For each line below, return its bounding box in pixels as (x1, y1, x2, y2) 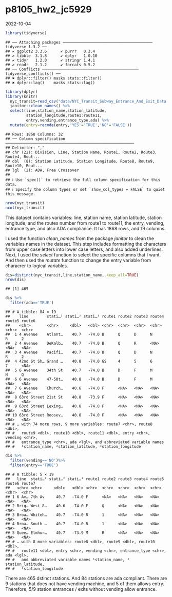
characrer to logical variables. (5, 263, 68, 269)
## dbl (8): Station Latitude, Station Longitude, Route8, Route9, (5, 158, 155, 164)
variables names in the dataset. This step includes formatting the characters (5, 241, 166, 247)
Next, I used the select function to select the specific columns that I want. (5, 251, 161, 257)
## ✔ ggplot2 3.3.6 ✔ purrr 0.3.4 (5, 49, 95, 54)
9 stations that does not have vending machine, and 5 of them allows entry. (5, 581, 164, 587)
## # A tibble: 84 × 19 (5, 309, 56, 315)
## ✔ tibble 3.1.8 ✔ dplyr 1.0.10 (5, 53, 98, 58)
